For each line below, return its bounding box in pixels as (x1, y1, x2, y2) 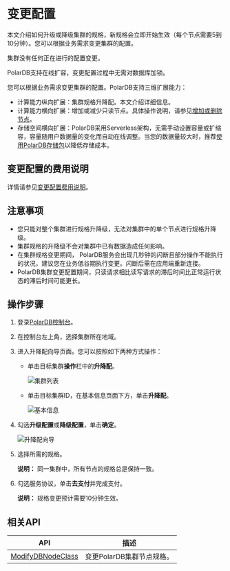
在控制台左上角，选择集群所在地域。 (17, 333, 121, 341)
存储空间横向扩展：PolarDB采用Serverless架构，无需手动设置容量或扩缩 (17, 124, 222, 132)
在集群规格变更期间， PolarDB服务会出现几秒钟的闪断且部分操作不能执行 (17, 250, 223, 259)
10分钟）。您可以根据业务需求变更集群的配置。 (7, 39, 138, 47)
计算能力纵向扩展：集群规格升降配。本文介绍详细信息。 (17, 97, 174, 106)
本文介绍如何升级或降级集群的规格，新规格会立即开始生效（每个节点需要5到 (7, 30, 222, 39)
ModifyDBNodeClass (10, 552, 79, 561)
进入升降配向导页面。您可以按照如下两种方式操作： (17, 347, 163, 356)
